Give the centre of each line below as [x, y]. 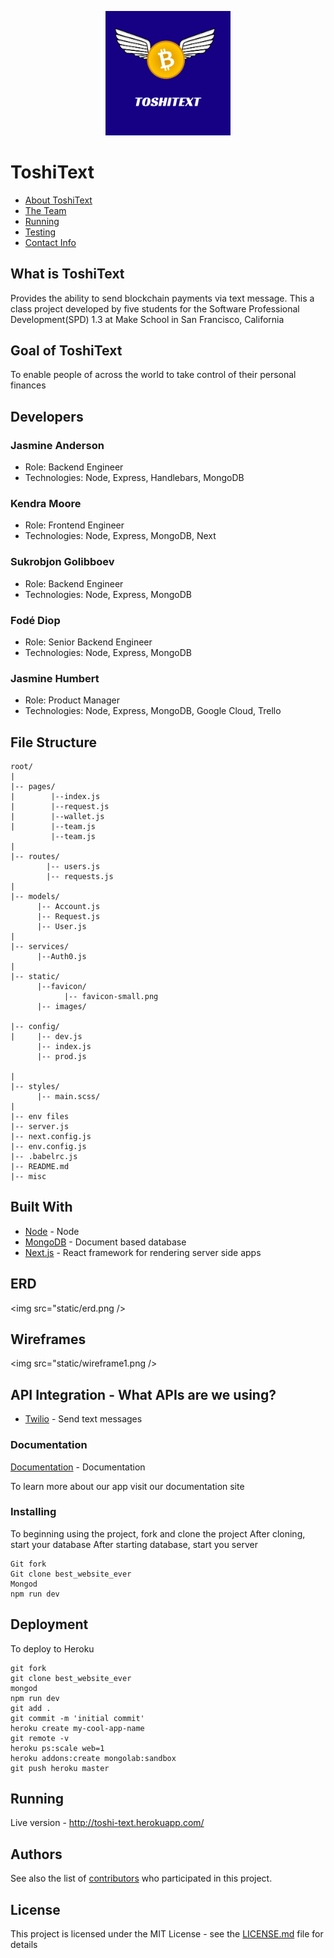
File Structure [53, 742]
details [24, 1945]
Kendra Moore [46, 503]
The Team [45, 210]
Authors [36, 1854]
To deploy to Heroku [52, 1648]
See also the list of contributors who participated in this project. [141, 1878]
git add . [31, 1708]
